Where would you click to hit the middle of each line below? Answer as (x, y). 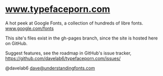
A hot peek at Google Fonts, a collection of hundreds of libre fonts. (74, 23)
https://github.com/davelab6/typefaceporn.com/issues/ (63, 58)
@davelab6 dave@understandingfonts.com (50, 68)
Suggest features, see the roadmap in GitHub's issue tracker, (68, 53)
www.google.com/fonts (29, 28)
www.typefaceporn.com (58, 9)
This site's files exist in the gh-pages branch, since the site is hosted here (81, 38)
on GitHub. (16, 43)
